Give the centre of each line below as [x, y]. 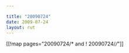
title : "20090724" [28, 16]
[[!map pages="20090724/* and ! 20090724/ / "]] [65, 44]
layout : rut [21, 27]
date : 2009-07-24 [27, 22]
